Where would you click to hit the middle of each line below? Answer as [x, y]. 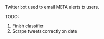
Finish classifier [28, 26]
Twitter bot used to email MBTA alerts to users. [52, 7]
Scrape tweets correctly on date [44, 31]
